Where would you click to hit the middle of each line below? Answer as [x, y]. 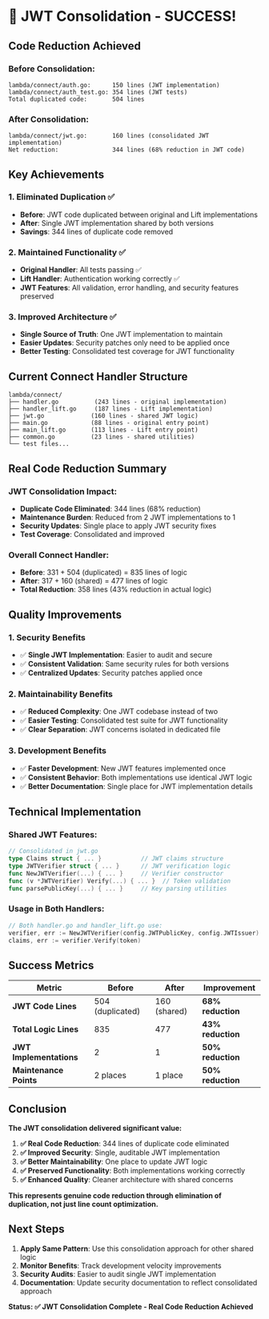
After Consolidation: [49, 119]
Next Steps [36, 1229]
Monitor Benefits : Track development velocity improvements [120, 1265]
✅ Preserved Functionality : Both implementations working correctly [132, 1171]
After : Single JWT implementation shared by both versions [117, 223]
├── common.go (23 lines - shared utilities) [102, 437]
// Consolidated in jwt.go [53, 852]
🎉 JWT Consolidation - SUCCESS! [122, 16]
